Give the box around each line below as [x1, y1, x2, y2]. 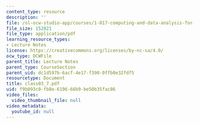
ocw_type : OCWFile [6, 53, 52, 59]
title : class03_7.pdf [6, 81, 60, 87]
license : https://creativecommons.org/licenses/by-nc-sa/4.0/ [6, 48, 164, 54]
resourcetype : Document [6, 75, 65, 81]
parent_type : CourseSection [6, 64, 76, 70]
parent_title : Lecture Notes [6, 58, 79, 64]
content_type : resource [6, 8, 65, 15]
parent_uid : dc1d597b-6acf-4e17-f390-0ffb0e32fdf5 [6, 70, 135, 76]
